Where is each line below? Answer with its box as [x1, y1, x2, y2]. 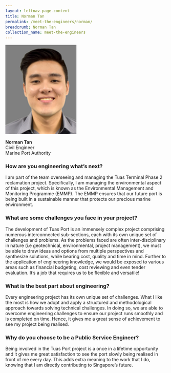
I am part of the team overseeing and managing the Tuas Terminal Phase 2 [5, 174, 163, 180]
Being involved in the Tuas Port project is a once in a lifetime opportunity [5, 346, 159, 352]
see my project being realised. [5, 321, 69, 327]
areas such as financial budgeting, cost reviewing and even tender [5, 264, 146, 270]
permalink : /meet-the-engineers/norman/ [5, 19, 93, 24]
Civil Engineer [5, 144, 35, 151]
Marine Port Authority [5, 150, 51, 156]
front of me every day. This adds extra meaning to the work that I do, [5, 357, 151, 363]
